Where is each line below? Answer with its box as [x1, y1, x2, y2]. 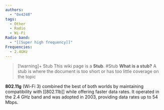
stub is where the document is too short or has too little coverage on [17, 68, 159, 74]
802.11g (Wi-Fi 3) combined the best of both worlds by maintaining [5, 83, 144, 89]
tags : [5, 16, 17, 21]
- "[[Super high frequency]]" [10, 40, 73, 45]
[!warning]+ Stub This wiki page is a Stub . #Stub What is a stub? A [17, 63, 156, 69]
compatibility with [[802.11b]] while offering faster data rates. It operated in [5, 88, 159, 94]
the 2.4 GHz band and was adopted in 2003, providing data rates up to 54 [5, 93, 158, 100]
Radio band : [5, 35, 30, 40]
